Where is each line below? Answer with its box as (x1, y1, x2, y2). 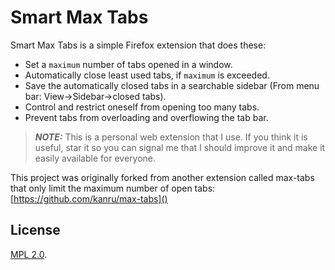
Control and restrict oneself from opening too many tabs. (24, 101, 260, 113)
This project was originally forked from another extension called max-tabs (10, 171, 315, 183)
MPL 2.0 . (10, 248, 48, 260)
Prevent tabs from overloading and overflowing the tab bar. (24, 111, 269, 123)
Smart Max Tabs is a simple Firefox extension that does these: (10, 39, 267, 51)
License (10, 222, 61, 239)
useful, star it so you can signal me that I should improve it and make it (34, 141, 326, 153)
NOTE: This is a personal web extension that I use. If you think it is (34, 131, 308, 143)
